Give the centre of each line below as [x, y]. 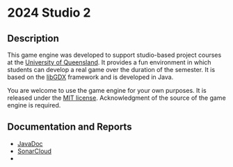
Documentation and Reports [70, 127]
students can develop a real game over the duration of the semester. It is [111, 70]
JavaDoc [30, 143]
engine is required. [34, 105]
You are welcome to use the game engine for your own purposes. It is [107, 90]
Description [33, 38]
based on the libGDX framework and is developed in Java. [90, 77]
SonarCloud [34, 151]
